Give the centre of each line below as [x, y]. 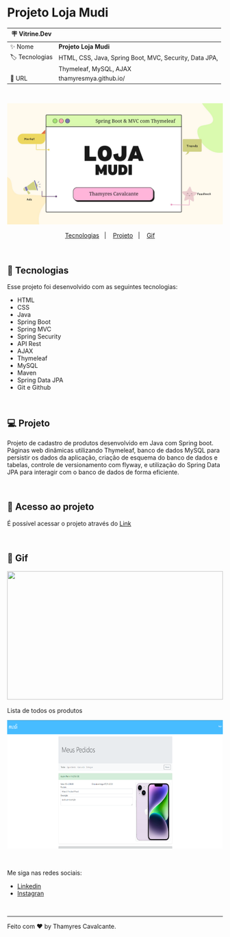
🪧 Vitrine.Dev [31, 34]
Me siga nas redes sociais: [44, 873]
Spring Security [39, 336]
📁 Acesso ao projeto [51, 507]
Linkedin [29, 886]
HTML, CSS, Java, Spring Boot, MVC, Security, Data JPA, [138, 58]
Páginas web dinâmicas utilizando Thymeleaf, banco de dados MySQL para [114, 451]
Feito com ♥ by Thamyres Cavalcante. [62, 926]
